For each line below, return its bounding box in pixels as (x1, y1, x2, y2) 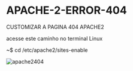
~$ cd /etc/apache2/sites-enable (6, 46, 88, 54)
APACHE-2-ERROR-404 (6, 4, 127, 17)
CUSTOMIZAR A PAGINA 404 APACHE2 (6, 23, 104, 30)
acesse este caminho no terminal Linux (6, 35, 103, 42)
